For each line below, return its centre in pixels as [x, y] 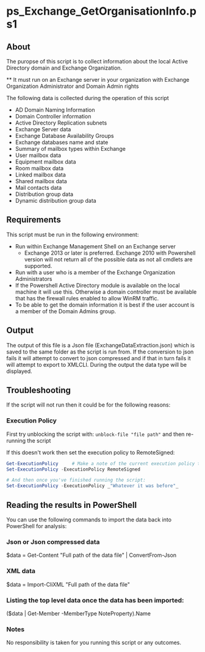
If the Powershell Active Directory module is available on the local [97, 285]
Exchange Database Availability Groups [64, 136]
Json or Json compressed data [53, 542]
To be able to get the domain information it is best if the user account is [105, 305]
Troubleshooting [39, 390]
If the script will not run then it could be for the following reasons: [88, 405]
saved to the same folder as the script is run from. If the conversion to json [100, 352]
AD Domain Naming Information [55, 110]
